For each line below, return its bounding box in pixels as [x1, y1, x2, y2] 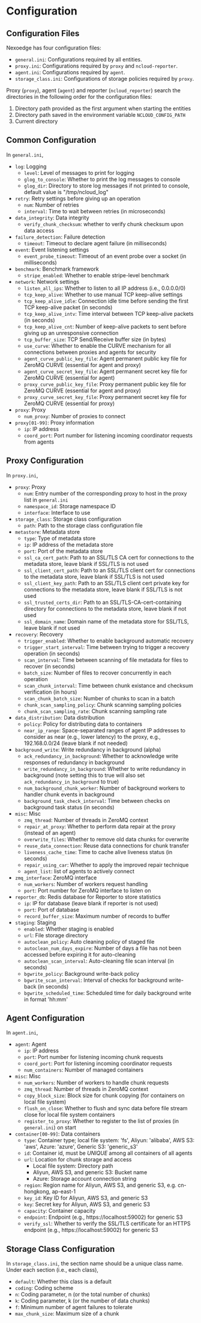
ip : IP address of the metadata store [23, 541, 114, 548]
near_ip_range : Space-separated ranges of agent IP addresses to [23, 726, 186, 734]
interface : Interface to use [23, 509, 91, 516]
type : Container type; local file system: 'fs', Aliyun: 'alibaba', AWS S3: [23, 1137, 195, 1144]
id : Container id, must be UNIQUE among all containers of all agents [23, 1149, 193, 1157]
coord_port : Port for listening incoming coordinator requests [23, 1060, 172, 1067]
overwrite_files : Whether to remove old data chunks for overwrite [23, 835, 189, 843]
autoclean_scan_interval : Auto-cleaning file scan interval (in [23, 957, 174, 964]
